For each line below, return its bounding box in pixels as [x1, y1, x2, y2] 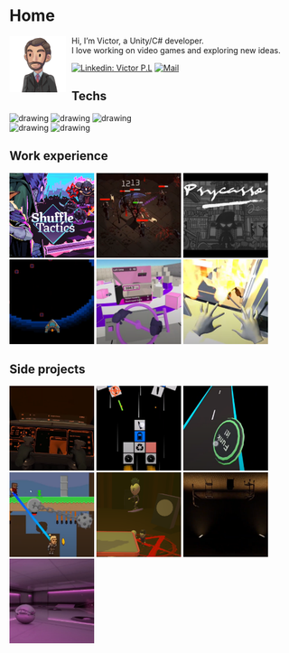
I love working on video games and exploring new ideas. [71, 44, 282, 55]
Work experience [9, 148, 108, 163]
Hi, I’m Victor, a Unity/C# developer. [71, 35, 205, 46]
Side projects [9, 361, 86, 377]
